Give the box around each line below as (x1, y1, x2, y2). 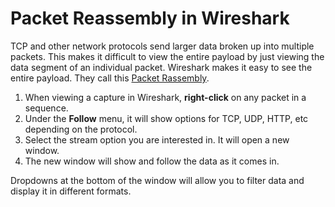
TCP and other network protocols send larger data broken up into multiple (10, 40, 315, 52)
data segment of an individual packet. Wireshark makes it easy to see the (10, 61, 313, 73)
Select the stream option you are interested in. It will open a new (24, 133, 290, 146)
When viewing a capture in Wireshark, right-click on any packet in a (24, 91, 307, 103)
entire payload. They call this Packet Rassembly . (10, 72, 210, 84)
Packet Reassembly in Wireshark (10, 7, 290, 30)
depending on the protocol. (24, 123, 138, 135)
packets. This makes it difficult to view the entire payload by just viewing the (10, 50, 325, 62)
